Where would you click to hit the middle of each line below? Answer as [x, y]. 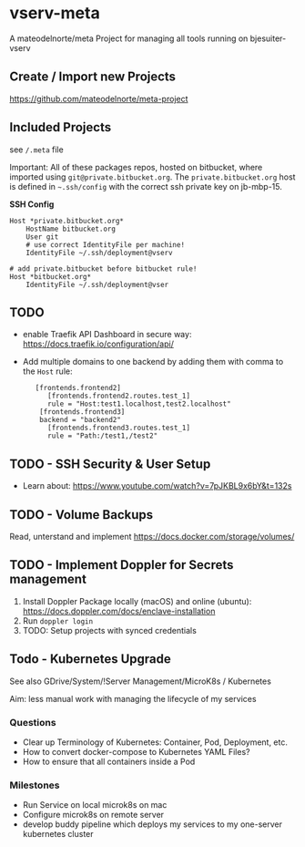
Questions [33, 722]
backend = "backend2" [80, 420]
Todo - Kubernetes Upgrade [90, 659]
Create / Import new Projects [92, 77]
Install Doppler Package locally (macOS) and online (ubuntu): [137, 601]
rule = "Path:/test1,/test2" [102, 436]
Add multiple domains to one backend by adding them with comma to [153, 362]
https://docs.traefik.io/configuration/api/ [98, 344]
